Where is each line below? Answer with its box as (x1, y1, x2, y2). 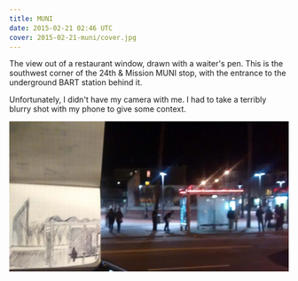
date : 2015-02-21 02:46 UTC (9, 23, 114, 33)
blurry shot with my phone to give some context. (9, 104, 186, 114)
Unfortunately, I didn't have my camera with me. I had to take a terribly (9, 94, 267, 105)
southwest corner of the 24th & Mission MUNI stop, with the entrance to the (9, 67, 286, 79)
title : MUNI (9, 14, 53, 23)
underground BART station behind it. (9, 77, 143, 88)
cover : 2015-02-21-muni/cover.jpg (9, 33, 137, 42)
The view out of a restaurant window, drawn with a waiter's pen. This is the (9, 59, 284, 69)
